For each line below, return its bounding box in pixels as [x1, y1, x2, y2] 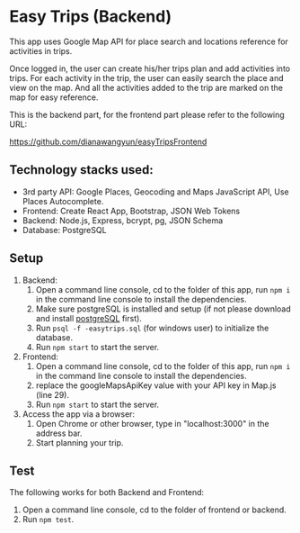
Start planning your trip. [35, 437, 124, 447]
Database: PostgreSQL [22, 224, 107, 235]
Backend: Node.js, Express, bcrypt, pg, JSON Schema [22, 214, 224, 226]
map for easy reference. [9, 92, 99, 103]
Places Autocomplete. [22, 195, 104, 206]
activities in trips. [9, 45, 73, 56]
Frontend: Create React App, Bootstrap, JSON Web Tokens [22, 205, 241, 216]
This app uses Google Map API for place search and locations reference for [9, 36, 289, 47]
